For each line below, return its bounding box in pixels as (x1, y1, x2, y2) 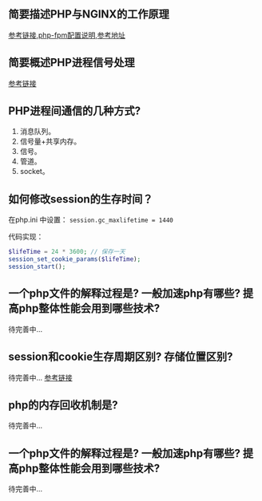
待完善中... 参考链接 (8, 373, 73, 382)
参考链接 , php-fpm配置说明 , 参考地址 (8, 30, 125, 40)
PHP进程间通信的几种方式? (8, 105, 141, 118)
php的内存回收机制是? (8, 398, 118, 412)
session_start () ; (8, 262, 66, 270)
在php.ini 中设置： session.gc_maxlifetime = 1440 (8, 215, 173, 225)
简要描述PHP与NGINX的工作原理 (8, 7, 170, 22)
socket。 (19, 167, 50, 176)
